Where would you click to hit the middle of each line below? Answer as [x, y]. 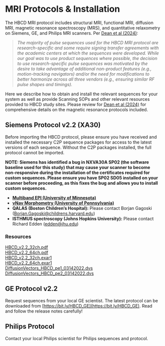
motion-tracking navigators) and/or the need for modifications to [83, 74]
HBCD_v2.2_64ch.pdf [27, 253]
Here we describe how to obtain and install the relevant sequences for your [82, 94]
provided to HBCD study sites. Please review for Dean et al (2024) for [76, 104]
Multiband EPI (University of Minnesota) [54, 198]
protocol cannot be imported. [35, 152]
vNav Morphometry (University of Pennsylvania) [63, 203]
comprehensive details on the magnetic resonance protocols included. [77, 110]
